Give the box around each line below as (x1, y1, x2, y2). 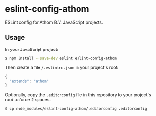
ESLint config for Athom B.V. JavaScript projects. (5, 19, 103, 25)
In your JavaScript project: (5, 46, 58, 52)
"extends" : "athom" (9, 79, 49, 83)
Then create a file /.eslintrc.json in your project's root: (5, 65, 118, 70)
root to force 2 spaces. (5, 97, 51, 103)
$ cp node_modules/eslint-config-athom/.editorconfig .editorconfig (5, 106, 147, 111)
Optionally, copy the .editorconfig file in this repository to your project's (5, 92, 151, 98)
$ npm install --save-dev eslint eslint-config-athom (5, 56, 117, 61)
